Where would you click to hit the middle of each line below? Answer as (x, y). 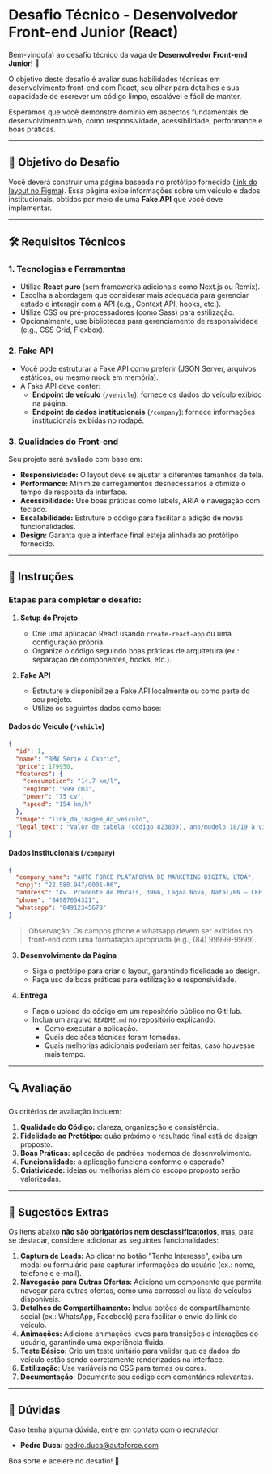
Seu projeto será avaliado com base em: (76, 459)
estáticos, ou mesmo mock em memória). (89, 377)
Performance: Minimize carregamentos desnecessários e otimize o (133, 484)
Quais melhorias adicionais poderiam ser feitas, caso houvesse (149, 1045)
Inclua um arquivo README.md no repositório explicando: (124, 1019)
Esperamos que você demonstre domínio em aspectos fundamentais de (128, 112)
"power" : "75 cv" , (54, 797)
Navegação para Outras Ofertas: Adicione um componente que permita (141, 1282)
